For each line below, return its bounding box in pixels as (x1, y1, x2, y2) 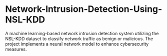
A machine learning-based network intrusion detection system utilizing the (5, 30, 159, 36)
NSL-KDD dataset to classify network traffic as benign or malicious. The (5, 36, 153, 42)
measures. (5, 46, 27, 52)
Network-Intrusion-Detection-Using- (5, 3, 162, 15)
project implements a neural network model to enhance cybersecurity (5, 41, 149, 47)
